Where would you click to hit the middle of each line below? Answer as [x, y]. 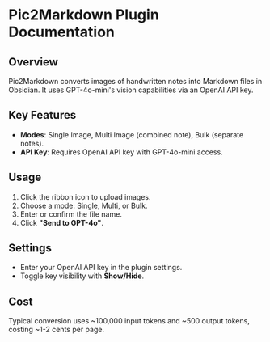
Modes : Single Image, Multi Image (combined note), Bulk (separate [132, 134]
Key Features [42, 115]
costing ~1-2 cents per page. [57, 330]
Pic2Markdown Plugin [84, 15]
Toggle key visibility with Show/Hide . [82, 276]
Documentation [62, 32]
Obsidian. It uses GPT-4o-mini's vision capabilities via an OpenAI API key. [131, 90]
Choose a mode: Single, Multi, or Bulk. [84, 205]
